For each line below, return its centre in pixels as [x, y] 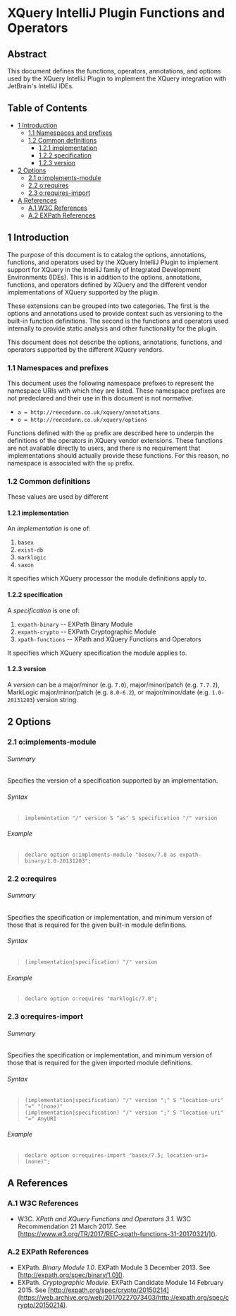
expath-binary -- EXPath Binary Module [75, 624]
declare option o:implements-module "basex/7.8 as [100, 855]
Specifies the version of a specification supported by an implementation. [113, 781]
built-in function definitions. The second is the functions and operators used [118, 321]
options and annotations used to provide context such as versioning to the [115, 313]
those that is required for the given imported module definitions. [100, 1063]
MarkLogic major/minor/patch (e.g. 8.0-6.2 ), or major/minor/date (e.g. [109, 692]
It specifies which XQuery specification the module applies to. [97, 653]
